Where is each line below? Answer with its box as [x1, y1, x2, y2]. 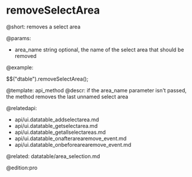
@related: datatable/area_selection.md [6, 152, 100, 160]
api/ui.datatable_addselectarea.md [14, 116, 99, 123]
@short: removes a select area [6, 23, 81, 30]
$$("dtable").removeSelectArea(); [6, 75, 89, 82]
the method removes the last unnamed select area [6, 93, 129, 100]
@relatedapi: [6, 104, 37, 111]
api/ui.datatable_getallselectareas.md [14, 128, 106, 136]
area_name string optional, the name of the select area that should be [14, 46, 184, 53]
